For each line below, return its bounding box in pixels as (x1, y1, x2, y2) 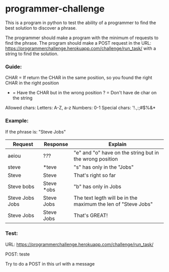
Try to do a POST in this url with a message (5, 260, 95, 266)
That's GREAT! (73, 212, 108, 219)
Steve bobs (8, 183, 35, 190)
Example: (5, 117, 29, 124)
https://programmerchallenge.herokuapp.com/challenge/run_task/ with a (5, 45, 156, 51)
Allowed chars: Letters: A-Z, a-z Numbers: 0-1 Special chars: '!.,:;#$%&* (5, 105, 156, 111)
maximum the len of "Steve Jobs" (73, 200, 153, 207)
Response (43, 141, 68, 148)
